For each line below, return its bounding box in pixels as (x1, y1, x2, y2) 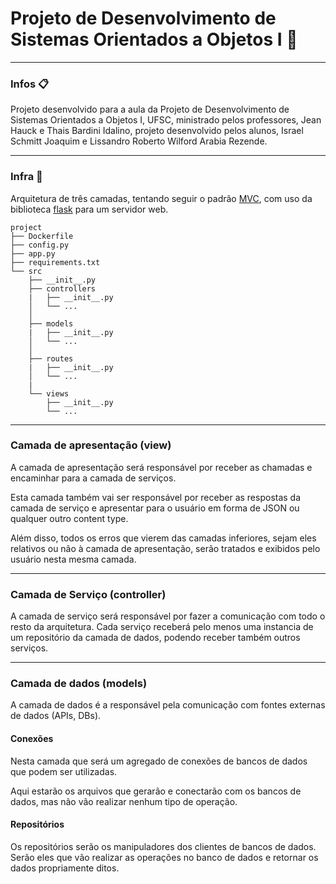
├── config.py (10, 240, 70, 250)
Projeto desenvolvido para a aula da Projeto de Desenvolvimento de (10, 103, 290, 116)
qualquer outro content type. (10, 512, 129, 524)
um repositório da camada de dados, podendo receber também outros (10, 632, 301, 644)
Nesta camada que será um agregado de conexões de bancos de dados (10, 755, 308, 767)
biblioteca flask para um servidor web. (10, 203, 169, 215)
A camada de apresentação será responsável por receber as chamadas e (10, 461, 313, 473)
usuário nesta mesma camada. (10, 553, 137, 565)
